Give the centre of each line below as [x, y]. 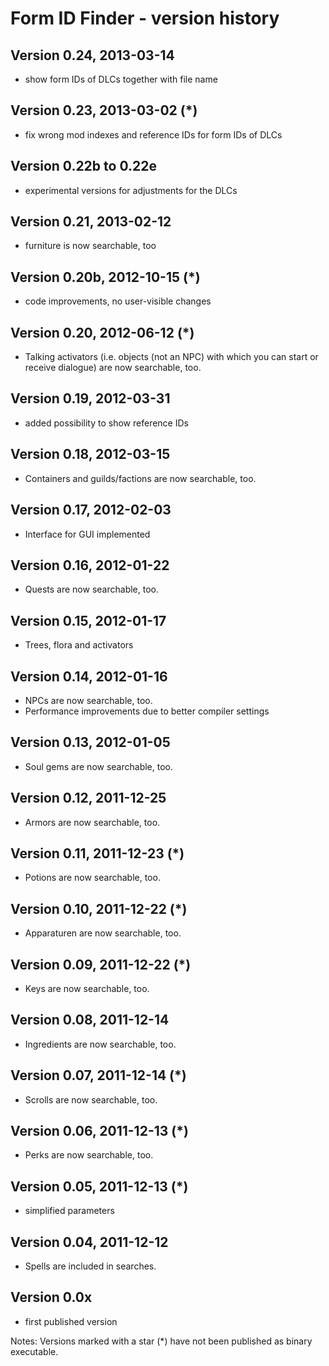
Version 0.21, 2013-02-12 [91, 222]
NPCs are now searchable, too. [88, 700]
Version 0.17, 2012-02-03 [91, 510]
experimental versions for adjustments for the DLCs [131, 190]
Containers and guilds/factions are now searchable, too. [140, 478]
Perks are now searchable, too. [89, 1155]
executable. [34, 1351]
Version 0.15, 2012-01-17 [88, 620]
